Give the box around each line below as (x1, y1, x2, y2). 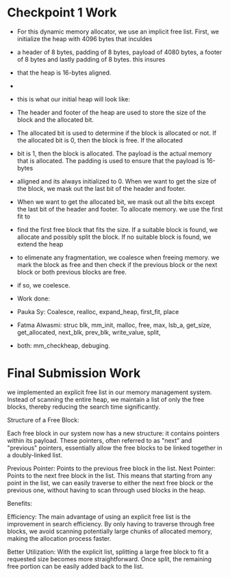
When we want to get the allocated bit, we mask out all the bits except (16, 197, 215, 206)
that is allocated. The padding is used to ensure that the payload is (16, 156, 205, 165)
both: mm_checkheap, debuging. (16, 341, 111, 350)
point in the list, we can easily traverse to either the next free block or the (7, 478, 214, 487)
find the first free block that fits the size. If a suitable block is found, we (16, 225, 218, 233)
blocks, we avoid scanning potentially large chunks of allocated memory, (7, 527, 213, 535)
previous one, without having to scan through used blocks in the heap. (7, 486, 206, 494)
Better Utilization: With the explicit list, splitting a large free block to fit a (7, 548, 209, 556)
